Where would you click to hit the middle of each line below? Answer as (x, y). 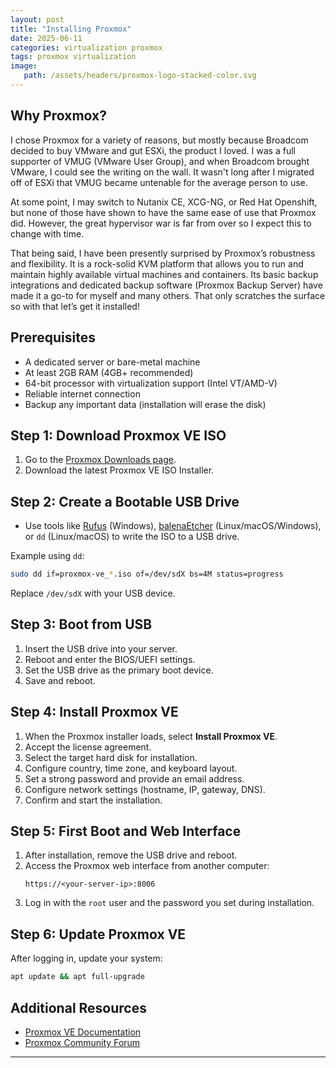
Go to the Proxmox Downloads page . (100, 460)
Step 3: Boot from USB (81, 624)
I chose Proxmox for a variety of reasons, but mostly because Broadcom (159, 140)
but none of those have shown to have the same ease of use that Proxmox (163, 212)
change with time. (47, 233)
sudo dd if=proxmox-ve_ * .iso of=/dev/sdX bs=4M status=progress (147, 574)
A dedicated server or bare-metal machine (112, 362)
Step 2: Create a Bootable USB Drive (125, 501)
